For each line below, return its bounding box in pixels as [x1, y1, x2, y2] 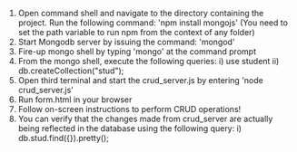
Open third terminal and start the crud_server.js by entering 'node [17, 75, 263, 85]
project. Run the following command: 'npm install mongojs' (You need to [17, 17, 289, 28]
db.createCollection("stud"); [17, 65, 124, 76]
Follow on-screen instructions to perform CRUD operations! [17, 104, 242, 114]
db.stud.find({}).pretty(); [17, 133, 109, 143]
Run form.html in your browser [17, 94, 133, 105]
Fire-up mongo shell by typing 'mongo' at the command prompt [17, 46, 257, 57]
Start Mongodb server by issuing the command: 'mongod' [17, 36, 235, 47]
